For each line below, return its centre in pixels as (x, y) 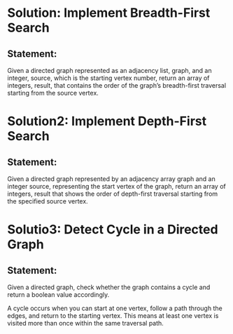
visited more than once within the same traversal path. (86, 323)
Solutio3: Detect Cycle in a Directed (113, 230)
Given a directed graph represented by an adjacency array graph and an (111, 179)
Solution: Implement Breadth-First (109, 13)
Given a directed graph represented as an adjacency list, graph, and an (110, 71)
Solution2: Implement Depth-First (107, 121)
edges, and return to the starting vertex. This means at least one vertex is (113, 316)
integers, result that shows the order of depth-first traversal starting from (113, 194)
